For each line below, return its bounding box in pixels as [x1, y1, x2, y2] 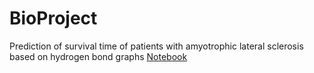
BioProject [9, 7, 98, 30]
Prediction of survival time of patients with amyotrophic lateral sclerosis [9, 40, 304, 52]
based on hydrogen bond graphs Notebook [9, 50, 188, 62]
